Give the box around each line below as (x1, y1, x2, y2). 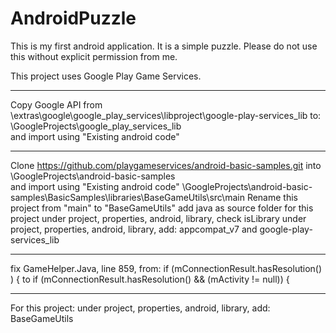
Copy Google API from (10, 98, 103, 111)
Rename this (246, 191, 298, 203)
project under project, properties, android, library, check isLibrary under (10, 212, 307, 224)
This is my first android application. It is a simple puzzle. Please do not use (10, 40, 318, 52)
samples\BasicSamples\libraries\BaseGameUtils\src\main (10, 191, 245, 203)
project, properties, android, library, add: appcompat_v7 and (10, 223, 258, 235)
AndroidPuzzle (10, 7, 137, 30)
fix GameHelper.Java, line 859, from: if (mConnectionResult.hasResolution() (10, 262, 323, 274)
